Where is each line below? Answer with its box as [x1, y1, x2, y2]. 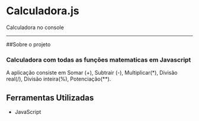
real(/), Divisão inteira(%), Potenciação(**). [6, 75, 111, 82]
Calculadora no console [6, 24, 64, 31]
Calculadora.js [6, 4, 80, 18]
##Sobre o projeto [6, 40, 51, 48]
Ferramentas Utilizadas [6, 93, 94, 103]
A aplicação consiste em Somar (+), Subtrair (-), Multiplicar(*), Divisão [6, 69, 178, 77]
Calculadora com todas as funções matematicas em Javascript [6, 55, 191, 63]
